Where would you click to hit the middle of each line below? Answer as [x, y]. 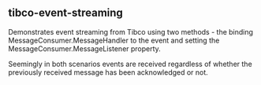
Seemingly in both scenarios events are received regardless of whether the [130, 64]
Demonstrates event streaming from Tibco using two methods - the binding [131, 31]
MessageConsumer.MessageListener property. [85, 48]
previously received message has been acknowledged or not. [108, 72]
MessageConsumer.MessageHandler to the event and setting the [114, 40]
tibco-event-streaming [66, 13]
